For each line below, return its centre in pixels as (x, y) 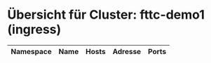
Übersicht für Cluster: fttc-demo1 (106, 15)
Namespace (32, 51)
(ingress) (34, 29)
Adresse (127, 51)
